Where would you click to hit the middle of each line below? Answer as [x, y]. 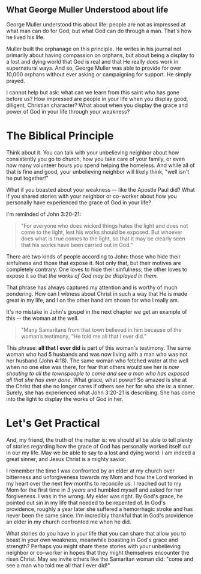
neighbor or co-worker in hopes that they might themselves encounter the [98, 552]
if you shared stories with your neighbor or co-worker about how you [91, 196]
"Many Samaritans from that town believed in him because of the [101, 329]
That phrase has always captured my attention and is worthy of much [92, 287]
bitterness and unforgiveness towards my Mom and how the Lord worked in [100, 477]
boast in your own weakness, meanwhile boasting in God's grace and [92, 540]
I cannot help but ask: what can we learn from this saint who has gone [93, 92]
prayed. [16, 81]
